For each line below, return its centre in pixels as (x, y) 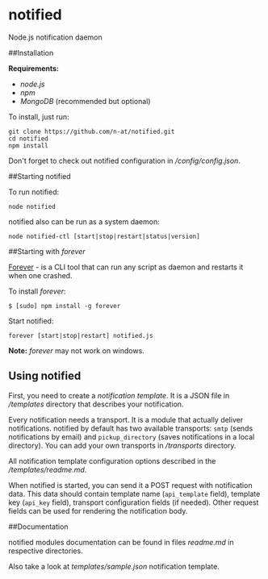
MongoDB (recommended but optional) (85, 101)
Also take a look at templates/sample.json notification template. (114, 566)
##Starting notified (40, 176)
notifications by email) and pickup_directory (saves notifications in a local (132, 436)
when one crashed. (40, 275)
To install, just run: (39, 117)
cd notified (28, 139)
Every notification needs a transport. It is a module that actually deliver (126, 419)
